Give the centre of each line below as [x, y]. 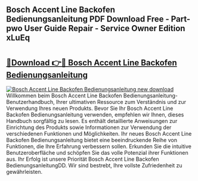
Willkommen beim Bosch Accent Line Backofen [64, 96]
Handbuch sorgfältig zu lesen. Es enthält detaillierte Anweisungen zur [92, 121]
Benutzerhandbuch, [30, 102]
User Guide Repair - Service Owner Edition [105, 28]
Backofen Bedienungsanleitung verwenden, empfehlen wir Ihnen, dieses [95, 115]
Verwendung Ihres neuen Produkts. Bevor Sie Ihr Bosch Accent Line [90, 108]
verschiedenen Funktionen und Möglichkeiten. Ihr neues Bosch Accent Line [99, 134]
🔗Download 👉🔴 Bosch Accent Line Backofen [92, 62]
